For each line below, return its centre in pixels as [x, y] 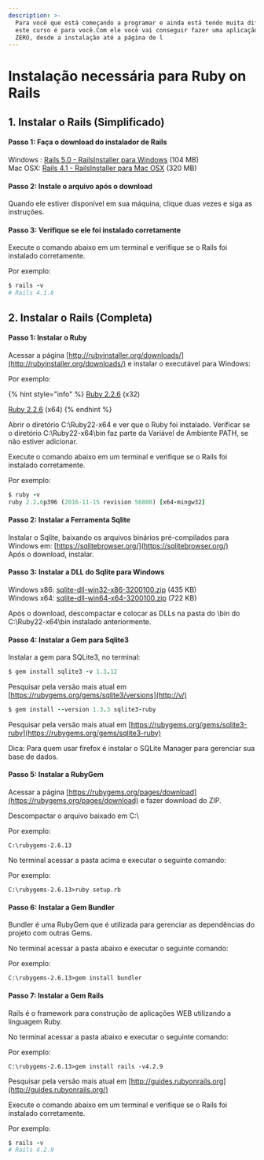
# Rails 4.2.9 [31, 1150]
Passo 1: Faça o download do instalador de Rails [88, 142]
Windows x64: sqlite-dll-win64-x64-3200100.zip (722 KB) [103, 598]
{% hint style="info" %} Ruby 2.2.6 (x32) [74, 394]
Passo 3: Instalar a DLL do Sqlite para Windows [86, 572]
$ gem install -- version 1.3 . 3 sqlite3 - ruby [82, 710]
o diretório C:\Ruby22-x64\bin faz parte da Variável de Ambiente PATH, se [128, 433]
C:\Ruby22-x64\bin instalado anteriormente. [80, 621]
